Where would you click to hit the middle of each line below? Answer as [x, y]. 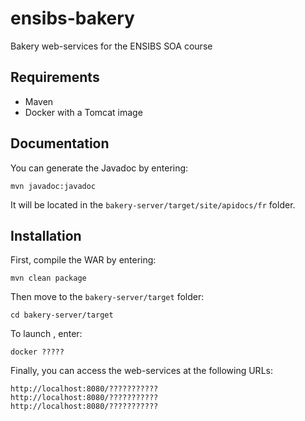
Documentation [60, 143]
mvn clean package [48, 278]
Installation [46, 235]
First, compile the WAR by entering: [83, 260]
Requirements [55, 77]
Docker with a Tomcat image [83, 112]
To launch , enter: [46, 334]
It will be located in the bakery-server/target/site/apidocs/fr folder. [153, 204]
